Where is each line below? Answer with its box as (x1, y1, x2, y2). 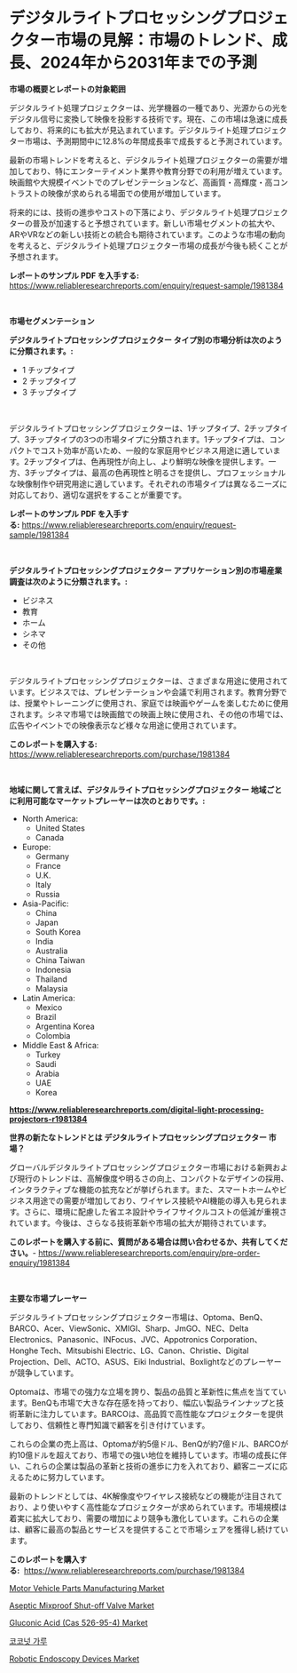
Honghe (9, 1345, 39, 1356)
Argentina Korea (35, 1021, 95, 1032)
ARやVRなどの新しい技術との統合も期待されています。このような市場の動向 (9, 228, 285, 240)
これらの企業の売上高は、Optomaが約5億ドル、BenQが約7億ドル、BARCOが (9, 1438, 289, 1449)
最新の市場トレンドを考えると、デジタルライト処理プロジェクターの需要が (9, 155, 281, 165)
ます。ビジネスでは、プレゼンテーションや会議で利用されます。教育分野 (16, 686, 279, 697)
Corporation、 (210, 1334, 262, 1344)
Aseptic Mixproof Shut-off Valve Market (9, 1600, 155, 1611)
